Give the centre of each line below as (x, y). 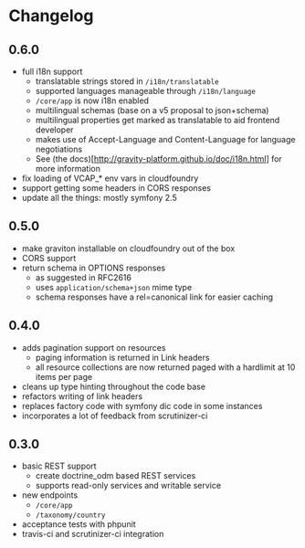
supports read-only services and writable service (128, 486)
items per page (64, 376)
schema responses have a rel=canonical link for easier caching (154, 297)
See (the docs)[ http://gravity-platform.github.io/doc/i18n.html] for (158, 159)
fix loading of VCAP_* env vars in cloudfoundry (110, 178)
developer (54, 130)
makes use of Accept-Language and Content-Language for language (165, 139)
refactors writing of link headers (82, 396)
